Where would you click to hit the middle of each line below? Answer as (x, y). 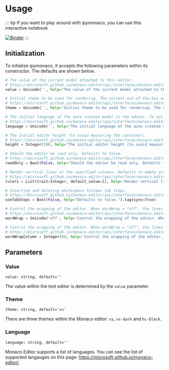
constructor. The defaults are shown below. (50, 71)
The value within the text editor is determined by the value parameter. (77, 286)
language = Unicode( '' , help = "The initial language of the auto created (83, 126)
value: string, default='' (33, 277)
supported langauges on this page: (41, 357)
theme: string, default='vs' (36, 310)
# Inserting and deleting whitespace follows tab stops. (66, 191)
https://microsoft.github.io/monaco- (116, 357)
